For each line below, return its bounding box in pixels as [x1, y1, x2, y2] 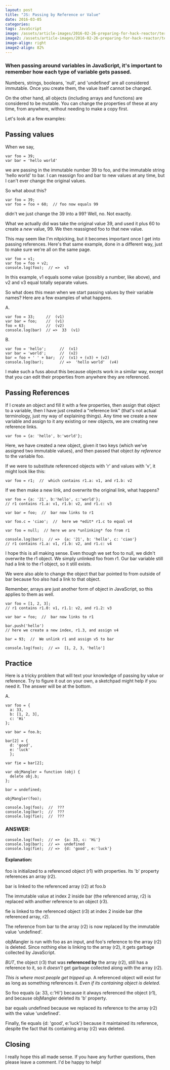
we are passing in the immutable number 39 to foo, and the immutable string [5, 167, 165, 173]
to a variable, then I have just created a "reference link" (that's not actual [5, 407, 157, 413]
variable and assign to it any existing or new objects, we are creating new [5, 418, 158, 424]
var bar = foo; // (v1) [5, 318, 65, 324]
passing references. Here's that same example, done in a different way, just [5, 241, 163, 247]
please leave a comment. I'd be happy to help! [5, 1059, 102, 1065]
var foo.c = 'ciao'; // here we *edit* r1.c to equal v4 [5, 519, 133, 524]
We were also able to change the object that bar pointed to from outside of [5, 570, 161, 577]
